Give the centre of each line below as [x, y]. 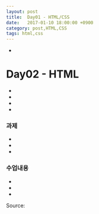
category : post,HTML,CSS [37, 28]
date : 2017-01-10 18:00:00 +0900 [50, 22]
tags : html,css [25, 34]
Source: [16, 205]
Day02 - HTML [43, 74]
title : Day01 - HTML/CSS [38, 17]
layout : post [22, 12]
